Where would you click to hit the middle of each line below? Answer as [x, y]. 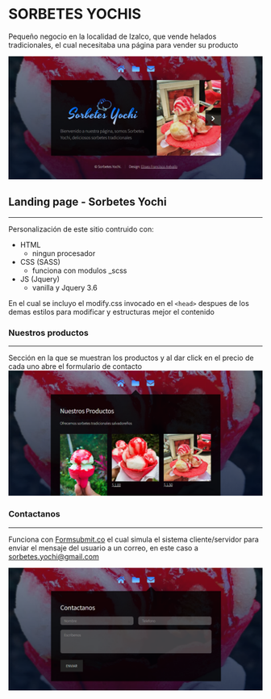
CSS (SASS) [40, 262]
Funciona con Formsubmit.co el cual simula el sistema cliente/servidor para [134, 539]
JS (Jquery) [40, 278]
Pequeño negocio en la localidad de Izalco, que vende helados [113, 36]
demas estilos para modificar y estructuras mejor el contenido [112, 312]
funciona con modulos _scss [79, 270]
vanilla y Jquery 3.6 [65, 287]
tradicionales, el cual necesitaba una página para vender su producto [123, 44]
